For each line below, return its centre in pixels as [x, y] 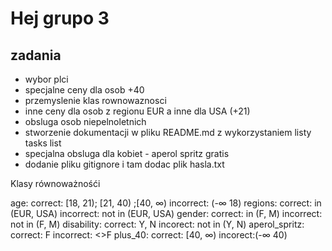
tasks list [43, 143]
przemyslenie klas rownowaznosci [95, 100]
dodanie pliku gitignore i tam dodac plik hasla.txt [124, 164]
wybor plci [46, 79]
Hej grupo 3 [60, 18]
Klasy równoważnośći [55, 183]
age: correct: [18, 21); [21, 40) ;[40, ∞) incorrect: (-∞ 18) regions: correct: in [166, 203]
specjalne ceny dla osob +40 [84, 90]
